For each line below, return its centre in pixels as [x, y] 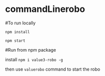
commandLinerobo [45, 9]
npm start [15, 41]
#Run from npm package [31, 50]
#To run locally [20, 23]
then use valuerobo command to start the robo [53, 69]
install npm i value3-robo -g [34, 59]
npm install [17, 32]
